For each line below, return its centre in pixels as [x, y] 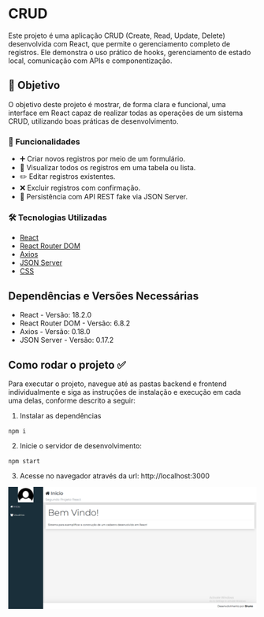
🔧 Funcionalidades [44, 141]
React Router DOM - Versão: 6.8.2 [75, 323]
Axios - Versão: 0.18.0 [55, 332]
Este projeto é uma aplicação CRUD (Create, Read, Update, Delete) [117, 35]
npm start [24, 461]
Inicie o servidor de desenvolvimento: [80, 445]
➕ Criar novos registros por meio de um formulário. [102, 159]
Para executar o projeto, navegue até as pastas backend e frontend [117, 384]
